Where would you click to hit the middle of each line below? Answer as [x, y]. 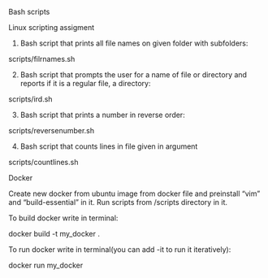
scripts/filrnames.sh [42, 59]
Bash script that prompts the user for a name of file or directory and [134, 75]
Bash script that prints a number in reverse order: [102, 115]
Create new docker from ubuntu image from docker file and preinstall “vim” [134, 193]
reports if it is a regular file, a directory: [85, 83]
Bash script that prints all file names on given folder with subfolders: [134, 43]
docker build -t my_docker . [54, 234]
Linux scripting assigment [52, 27]
